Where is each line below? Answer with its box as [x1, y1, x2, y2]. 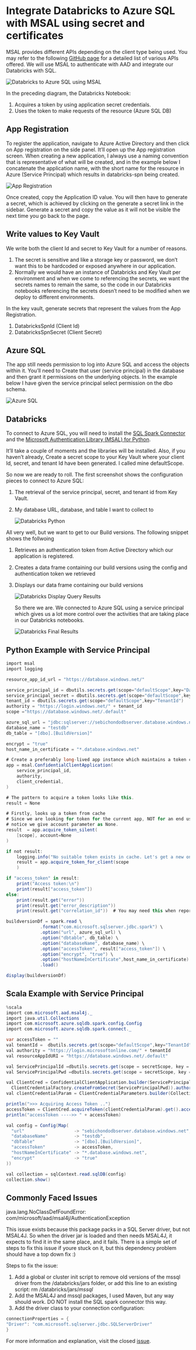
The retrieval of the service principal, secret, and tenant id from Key [14, 489, 178, 496]
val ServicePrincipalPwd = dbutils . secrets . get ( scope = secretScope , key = [6, 1069, 192, 1075]
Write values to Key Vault [6, 229, 100, 239]
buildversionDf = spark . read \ [6, 919, 82, 924]
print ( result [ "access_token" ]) [16, 886, 93, 892]
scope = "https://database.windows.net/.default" [6, 709, 127, 715]
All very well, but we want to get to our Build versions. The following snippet [6, 529, 188, 536]
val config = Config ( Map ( [6, 1122, 69, 1128]
